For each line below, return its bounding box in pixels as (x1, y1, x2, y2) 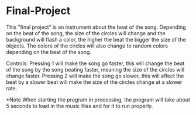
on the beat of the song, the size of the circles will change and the (6, 29, 166, 36)
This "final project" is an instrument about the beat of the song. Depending (6, 23, 186, 31)
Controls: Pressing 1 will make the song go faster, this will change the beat (6, 60, 185, 67)
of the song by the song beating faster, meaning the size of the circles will (6, 66, 185, 73)
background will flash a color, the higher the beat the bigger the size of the (6, 36, 186, 43)
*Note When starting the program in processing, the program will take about (6, 96, 190, 103)
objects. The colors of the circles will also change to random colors (6, 42, 169, 49)
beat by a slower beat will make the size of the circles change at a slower (6, 78, 183, 86)
